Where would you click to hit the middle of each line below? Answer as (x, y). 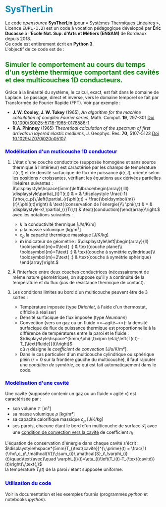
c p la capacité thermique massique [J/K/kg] (64, 235)
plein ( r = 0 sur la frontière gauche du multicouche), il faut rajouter (87, 359)
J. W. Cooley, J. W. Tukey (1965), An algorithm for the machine (77, 112)
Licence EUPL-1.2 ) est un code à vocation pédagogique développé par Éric (83, 28)
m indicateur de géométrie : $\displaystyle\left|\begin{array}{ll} (84, 241)
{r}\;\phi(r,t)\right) (30, 204)
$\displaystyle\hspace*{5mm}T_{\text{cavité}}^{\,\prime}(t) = (68, 448)
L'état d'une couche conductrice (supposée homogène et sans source (84, 162)
